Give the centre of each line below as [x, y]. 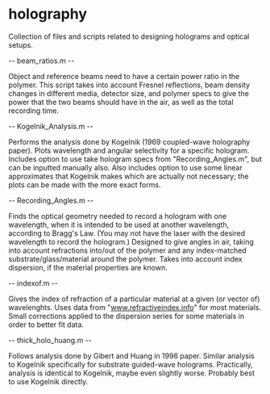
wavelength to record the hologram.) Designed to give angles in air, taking [131, 241]
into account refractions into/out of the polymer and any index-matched [128, 250]
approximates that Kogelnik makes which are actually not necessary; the [129, 176]
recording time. [33, 111]
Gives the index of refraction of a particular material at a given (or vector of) [134, 299]
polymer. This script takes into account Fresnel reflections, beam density [129, 85]
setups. [21, 44]
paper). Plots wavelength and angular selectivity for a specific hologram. [129, 150]
